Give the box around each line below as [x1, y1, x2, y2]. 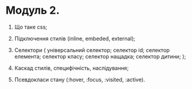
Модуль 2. [5, 4, 60, 17]
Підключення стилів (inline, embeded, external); [14, 35, 136, 42]
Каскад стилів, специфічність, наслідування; [14, 64, 129, 72]
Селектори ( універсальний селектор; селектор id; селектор [14, 46, 170, 54]
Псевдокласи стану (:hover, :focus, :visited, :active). [14, 76, 145, 83]
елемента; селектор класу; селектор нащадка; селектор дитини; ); [14, 53, 187, 60]
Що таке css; [14, 23, 47, 30]
